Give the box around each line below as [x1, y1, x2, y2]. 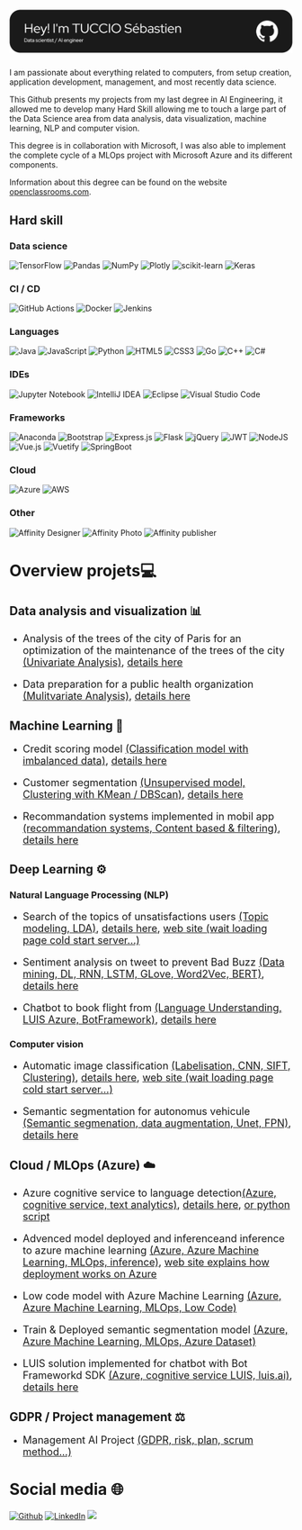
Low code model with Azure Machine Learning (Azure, [22, 1290, 282, 1303]
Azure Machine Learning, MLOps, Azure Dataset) [22, 1335, 256, 1348]
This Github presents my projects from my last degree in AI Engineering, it [9, 95, 283, 105]
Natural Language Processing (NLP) [9, 888, 169, 901]
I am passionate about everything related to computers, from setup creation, [9, 68, 292, 78]
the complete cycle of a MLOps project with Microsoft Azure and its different [9, 149, 293, 161]
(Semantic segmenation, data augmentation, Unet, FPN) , [22, 1117, 292, 1129]
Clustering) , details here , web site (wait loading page [22, 1071, 274, 1084]
